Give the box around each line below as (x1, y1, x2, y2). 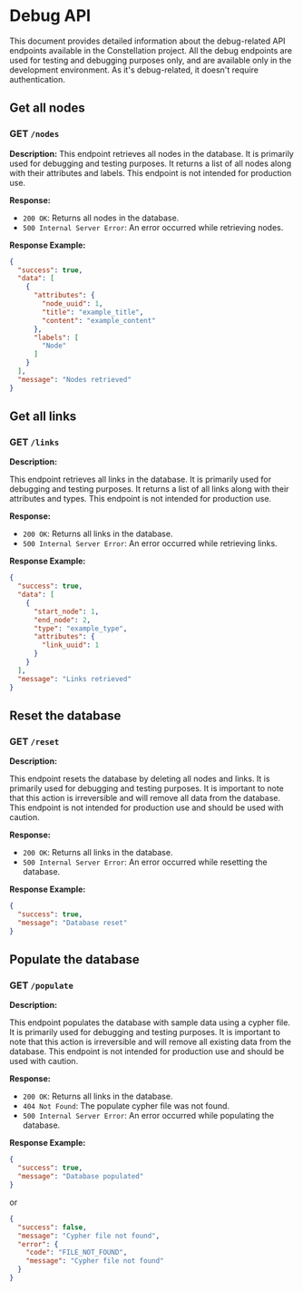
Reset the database (9, 708, 122, 723)
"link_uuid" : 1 (42, 641, 100, 650)
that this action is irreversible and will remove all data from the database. (9, 793, 281, 804)
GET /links (9, 435, 60, 448)
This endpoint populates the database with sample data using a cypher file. (9, 1017, 290, 1028)
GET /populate (9, 979, 74, 992)
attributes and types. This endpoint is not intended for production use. (9, 494, 272, 504)
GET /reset (9, 735, 60, 748)
